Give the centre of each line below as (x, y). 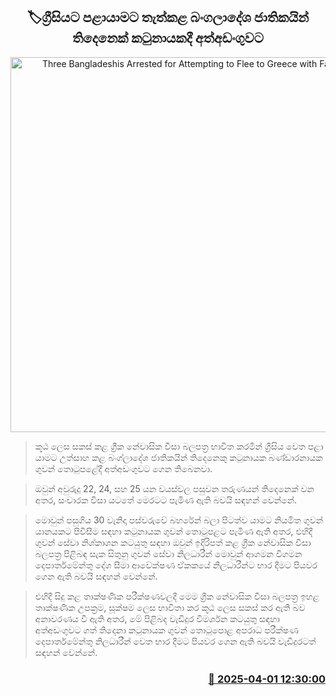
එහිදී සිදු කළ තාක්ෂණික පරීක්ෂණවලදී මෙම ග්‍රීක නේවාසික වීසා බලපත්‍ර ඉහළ (177, 596)
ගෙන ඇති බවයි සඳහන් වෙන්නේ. (96, 576)
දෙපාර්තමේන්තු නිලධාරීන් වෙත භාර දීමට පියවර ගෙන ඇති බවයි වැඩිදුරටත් (175, 641)
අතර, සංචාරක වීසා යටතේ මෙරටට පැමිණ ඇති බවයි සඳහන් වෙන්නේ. (166, 500)
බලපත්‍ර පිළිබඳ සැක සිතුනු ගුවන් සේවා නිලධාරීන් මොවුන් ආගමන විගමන (168, 553)
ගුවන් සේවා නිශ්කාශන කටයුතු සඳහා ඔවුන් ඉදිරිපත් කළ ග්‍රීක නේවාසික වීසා (173, 542)
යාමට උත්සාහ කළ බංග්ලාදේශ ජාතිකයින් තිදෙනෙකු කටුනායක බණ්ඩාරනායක (178, 457)
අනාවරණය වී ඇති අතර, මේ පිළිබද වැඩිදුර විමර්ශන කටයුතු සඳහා (157, 618)
